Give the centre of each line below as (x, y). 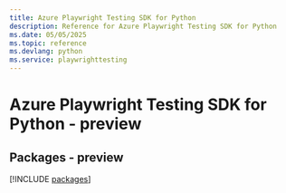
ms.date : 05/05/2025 (48, 34)
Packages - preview (67, 157)
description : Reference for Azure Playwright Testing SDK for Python (143, 26)
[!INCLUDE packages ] (50, 179)
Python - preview (76, 124)
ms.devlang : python (46, 52)
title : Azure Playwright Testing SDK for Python (103, 18)
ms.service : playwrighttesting (68, 60)
